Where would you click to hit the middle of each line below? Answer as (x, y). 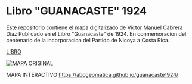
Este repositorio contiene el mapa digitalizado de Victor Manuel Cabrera (95, 27)
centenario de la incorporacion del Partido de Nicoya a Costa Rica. (88, 40)
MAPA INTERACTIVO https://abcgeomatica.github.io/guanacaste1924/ (92, 74)
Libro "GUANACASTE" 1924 (77, 11)
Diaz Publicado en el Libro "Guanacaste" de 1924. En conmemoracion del (96, 33)
